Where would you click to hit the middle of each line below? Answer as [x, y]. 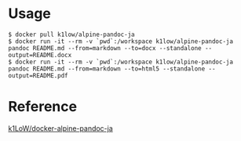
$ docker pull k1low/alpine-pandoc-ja [71, 34]
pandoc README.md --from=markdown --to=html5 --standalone [107, 69]
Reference [42, 107]
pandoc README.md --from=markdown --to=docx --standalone [105, 48]
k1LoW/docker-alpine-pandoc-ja [61, 128]
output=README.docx [40, 55]
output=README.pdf [38, 75]
